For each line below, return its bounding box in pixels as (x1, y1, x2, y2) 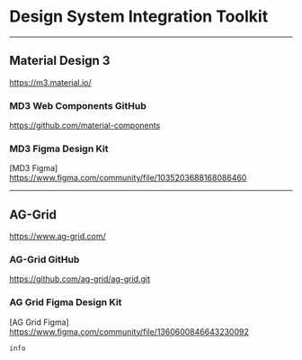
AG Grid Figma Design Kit (9, 296, 122, 309)
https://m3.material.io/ (9, 76, 92, 87)
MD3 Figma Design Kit (9, 142, 110, 155)
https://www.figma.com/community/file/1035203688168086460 (9, 173, 247, 184)
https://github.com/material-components (9, 120, 161, 131)
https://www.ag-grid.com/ (9, 231, 106, 242)
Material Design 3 (9, 53, 111, 68)
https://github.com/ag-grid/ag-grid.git (9, 274, 151, 284)
